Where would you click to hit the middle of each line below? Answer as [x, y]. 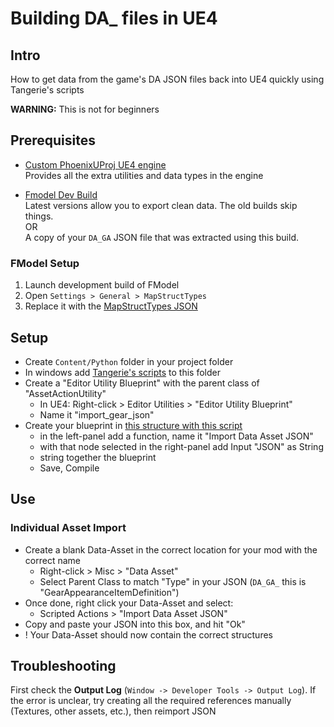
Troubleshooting [63, 666]
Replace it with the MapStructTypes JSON [111, 306]
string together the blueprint [98, 457]
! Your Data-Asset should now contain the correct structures [148, 634]
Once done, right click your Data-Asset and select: [129, 603]
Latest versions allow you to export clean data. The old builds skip [161, 205]
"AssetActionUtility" [65, 393]
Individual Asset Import [68, 528]
